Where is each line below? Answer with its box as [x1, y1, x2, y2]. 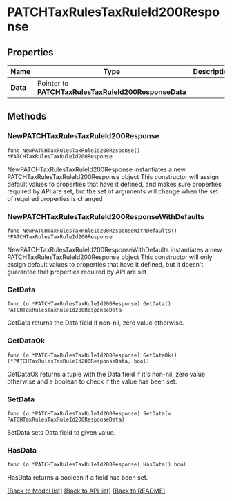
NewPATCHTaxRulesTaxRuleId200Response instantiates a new [7, 165, 186, 173]
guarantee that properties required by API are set [7, 267, 147, 276]
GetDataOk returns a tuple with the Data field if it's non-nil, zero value [7, 370, 206, 378]
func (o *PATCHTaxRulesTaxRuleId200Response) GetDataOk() [7, 352, 177, 359]
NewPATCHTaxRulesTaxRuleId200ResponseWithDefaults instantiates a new [7, 245, 222, 254]
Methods [7, 111, 47, 122]
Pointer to [37, 79, 69, 88]
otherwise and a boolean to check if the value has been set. [7, 377, 177, 386]
